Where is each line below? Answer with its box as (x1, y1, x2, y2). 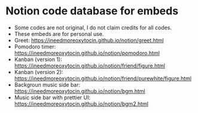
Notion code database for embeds (5, 4, 179, 18)
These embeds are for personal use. (14, 30, 104, 37)
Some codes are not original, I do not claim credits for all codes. (14, 24, 172, 31)
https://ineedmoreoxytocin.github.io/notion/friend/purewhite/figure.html (14, 75, 192, 82)
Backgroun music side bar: (14, 81, 81, 88)
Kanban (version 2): (14, 68, 63, 75)
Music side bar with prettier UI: (14, 94, 91, 101)
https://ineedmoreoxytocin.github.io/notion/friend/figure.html (14, 62, 166, 69)
